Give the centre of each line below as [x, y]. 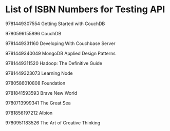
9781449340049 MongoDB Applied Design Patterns [61, 53]
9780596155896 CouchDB [33, 33]
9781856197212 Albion [29, 113]
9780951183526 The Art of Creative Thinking [53, 123]
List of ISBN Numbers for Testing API [85, 9]
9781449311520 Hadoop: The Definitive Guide [54, 63]
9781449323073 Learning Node [39, 73]
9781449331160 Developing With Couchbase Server [60, 43]
